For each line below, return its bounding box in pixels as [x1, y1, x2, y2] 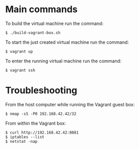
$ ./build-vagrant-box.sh [5, 30, 60, 35]
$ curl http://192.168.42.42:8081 [5, 130, 79, 135]
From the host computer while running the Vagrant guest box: [5, 101, 135, 107]
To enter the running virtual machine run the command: [5, 57, 122, 64]
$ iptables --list [5, 134, 44, 139]
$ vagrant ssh [5, 68, 36, 73]
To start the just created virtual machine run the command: [5, 39, 129, 45]
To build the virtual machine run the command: [5, 20, 104, 26]
